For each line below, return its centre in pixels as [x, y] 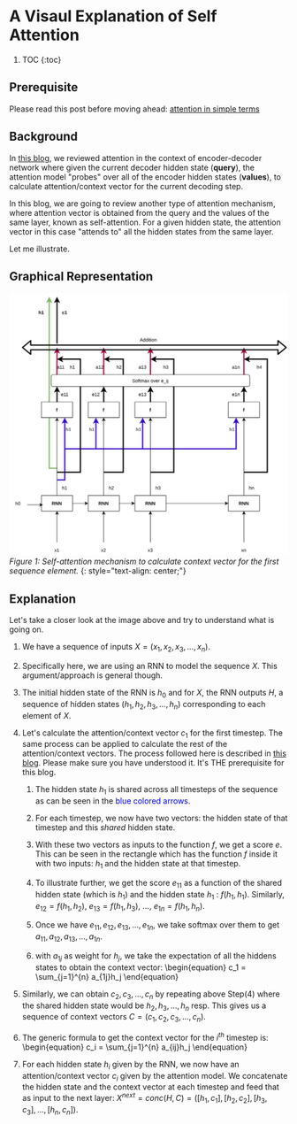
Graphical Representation [81, 276]
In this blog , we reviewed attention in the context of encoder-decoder [136, 158]
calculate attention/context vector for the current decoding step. [126, 186]
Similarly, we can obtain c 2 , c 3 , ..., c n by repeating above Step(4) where [151, 995]
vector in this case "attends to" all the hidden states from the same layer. [141, 231]
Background [43, 137]
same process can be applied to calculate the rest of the [125, 744]
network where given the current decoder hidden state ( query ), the [132, 167]
